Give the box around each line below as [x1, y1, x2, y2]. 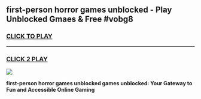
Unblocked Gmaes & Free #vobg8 [6, 14, 133, 25]
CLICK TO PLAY [6, 32, 53, 41]
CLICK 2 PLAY [6, 55, 48, 63]
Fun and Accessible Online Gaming [6, 86, 95, 93]
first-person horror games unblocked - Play [6, 5, 172, 15]
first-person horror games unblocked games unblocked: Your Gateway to [6, 79, 193, 86]
